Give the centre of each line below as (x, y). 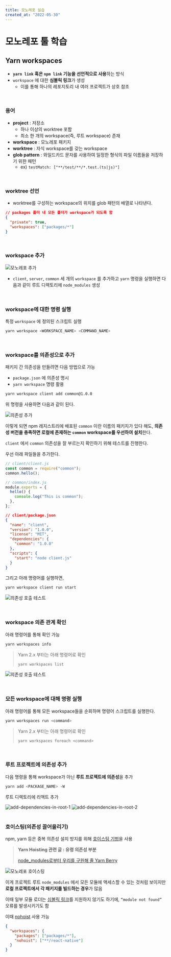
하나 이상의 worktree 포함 (46, 129)
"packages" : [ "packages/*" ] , (45, 936)
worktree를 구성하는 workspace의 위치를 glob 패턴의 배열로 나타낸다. (82, 203)
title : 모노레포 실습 (25, 10)
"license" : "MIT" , (30, 534)
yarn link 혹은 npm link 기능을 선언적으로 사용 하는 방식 (68, 73)
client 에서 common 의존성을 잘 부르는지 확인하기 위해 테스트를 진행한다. (77, 443)
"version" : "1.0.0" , (32, 530)
